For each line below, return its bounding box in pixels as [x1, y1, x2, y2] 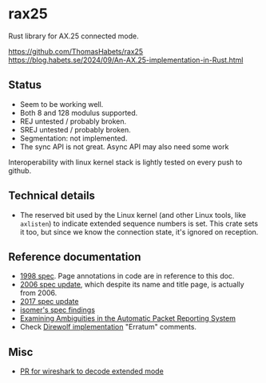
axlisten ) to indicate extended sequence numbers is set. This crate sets [19, 219, 258, 228]
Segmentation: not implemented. [19, 133, 128, 143]
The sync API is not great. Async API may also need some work [19, 141, 229, 152]
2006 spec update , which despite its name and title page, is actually [19, 280, 245, 290]
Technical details [8, 189, 96, 203]
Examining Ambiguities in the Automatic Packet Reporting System [19, 314, 236, 323]
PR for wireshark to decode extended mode [19, 366, 164, 376]
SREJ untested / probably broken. [19, 124, 132, 134]
